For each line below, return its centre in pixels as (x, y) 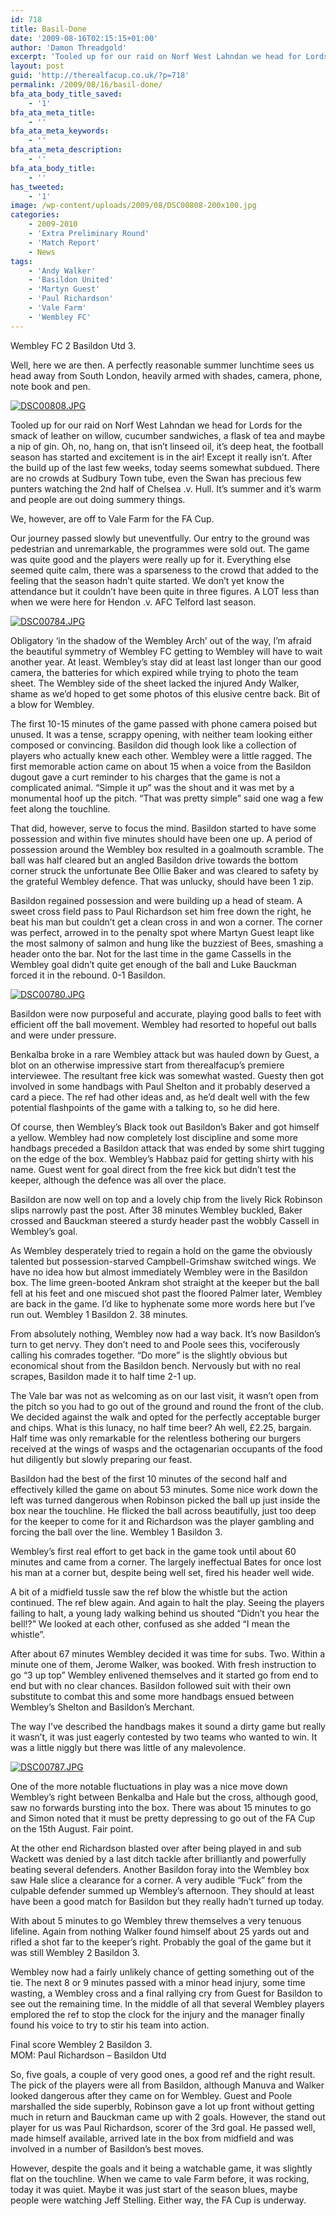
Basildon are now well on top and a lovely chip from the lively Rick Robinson (166, 1199)
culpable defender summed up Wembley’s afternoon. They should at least (162, 1890)
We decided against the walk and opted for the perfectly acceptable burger (165, 1417)
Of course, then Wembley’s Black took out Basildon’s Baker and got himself (165, 1127)
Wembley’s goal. (44, 1231)
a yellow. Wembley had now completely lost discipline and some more (154, 1137)
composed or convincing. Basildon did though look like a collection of (154, 745)
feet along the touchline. (60, 808)
